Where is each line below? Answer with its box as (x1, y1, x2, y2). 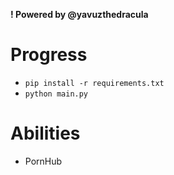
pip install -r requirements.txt (24, 78, 165, 88)
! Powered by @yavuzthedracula (10, 9, 149, 20)
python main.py (24, 89, 89, 99)
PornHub (24, 155, 63, 167)
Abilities (10, 122, 81, 145)
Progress (10, 44, 88, 66)
